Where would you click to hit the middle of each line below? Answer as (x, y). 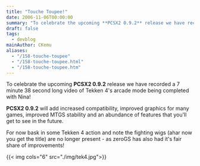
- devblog (24, 39)
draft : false (22, 28)
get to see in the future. (35, 121)
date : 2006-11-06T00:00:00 (40, 17)
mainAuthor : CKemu (29, 45)
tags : (13, 34)
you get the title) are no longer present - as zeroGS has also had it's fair (94, 139)
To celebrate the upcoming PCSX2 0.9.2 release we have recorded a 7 (93, 84)
